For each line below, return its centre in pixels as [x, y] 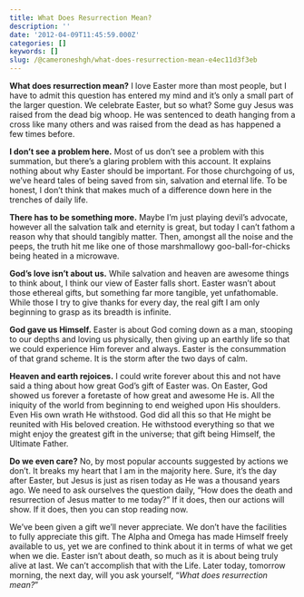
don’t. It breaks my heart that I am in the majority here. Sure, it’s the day [143, 471]
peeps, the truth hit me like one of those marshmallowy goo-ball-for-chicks [150, 246]
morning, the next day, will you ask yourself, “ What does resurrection [138, 575]
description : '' [40, 26]
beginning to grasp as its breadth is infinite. [90, 312]
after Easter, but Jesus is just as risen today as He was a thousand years [145, 480]
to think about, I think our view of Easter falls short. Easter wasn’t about [143, 283]
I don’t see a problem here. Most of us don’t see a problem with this [137, 152]
